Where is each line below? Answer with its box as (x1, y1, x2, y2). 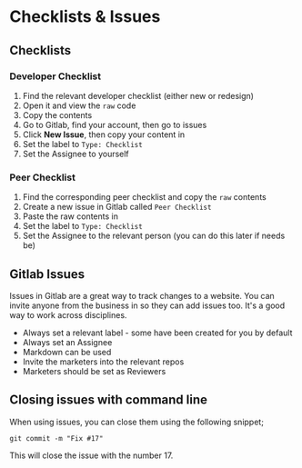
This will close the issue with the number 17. (9, 450, 174, 461)
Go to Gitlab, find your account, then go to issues (22, 119, 207, 130)
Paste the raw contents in (22, 211, 118, 222)
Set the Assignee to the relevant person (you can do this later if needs (22, 230, 286, 242)
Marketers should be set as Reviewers (22, 365, 166, 376)
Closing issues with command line (9, 393, 207, 408)
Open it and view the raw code (22, 100, 136, 111)
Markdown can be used (22, 346, 112, 357)
